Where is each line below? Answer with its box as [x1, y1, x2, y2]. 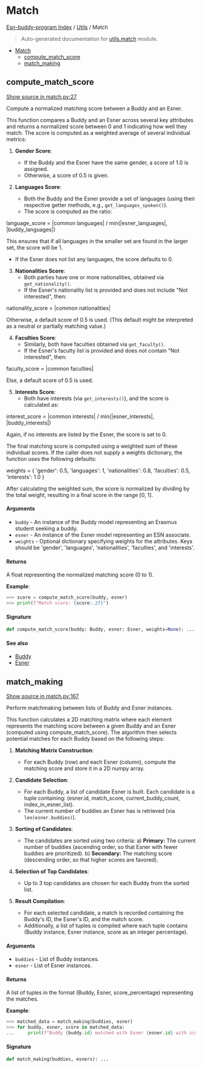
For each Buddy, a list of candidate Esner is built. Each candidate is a [23, 788, 195, 795]
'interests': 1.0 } [6, 473, 45, 480]
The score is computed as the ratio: [23, 208, 112, 215]
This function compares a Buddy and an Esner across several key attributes [6, 116, 194, 123]
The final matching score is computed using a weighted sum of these [6, 442, 178, 449]
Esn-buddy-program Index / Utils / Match [6, 23, 108, 31]
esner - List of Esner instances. [14, 962, 92, 969]
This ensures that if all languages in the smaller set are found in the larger [6, 237, 188, 244]
